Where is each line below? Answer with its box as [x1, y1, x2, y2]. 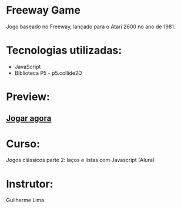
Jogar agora [6, 113, 52, 124]
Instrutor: [6, 177, 53, 190]
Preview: [6, 90, 50, 104]
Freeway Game [6, 4, 81, 17]
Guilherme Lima [6, 197, 45, 204]
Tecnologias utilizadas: [6, 44, 122, 57]
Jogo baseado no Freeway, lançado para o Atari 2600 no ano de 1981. [6, 23, 176, 30]
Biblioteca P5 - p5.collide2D [14, 69, 82, 77]
